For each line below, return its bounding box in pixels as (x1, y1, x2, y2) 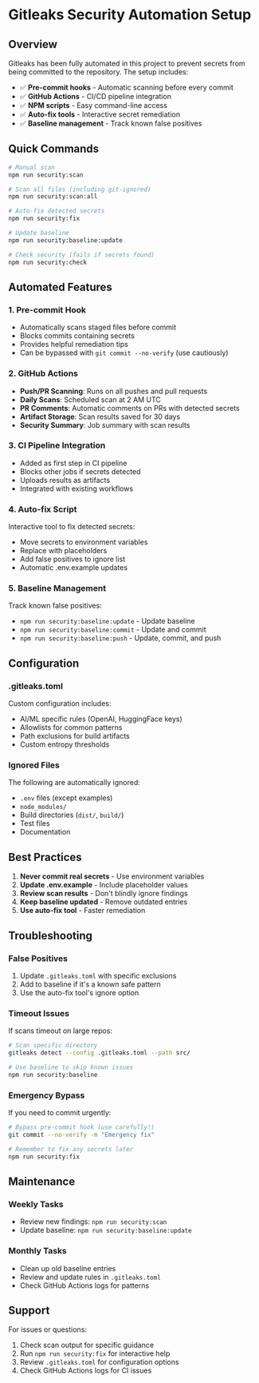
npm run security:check (8, 258, 88, 266)
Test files (19, 819, 50, 828)
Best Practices (8, 850, 82, 864)
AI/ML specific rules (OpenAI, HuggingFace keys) (19, 714, 183, 724)
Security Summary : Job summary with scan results (19, 420, 190, 429)
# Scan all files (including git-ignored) (8, 185, 151, 193)
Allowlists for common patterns (19, 723, 123, 732)
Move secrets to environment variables (19, 537, 148, 547)
